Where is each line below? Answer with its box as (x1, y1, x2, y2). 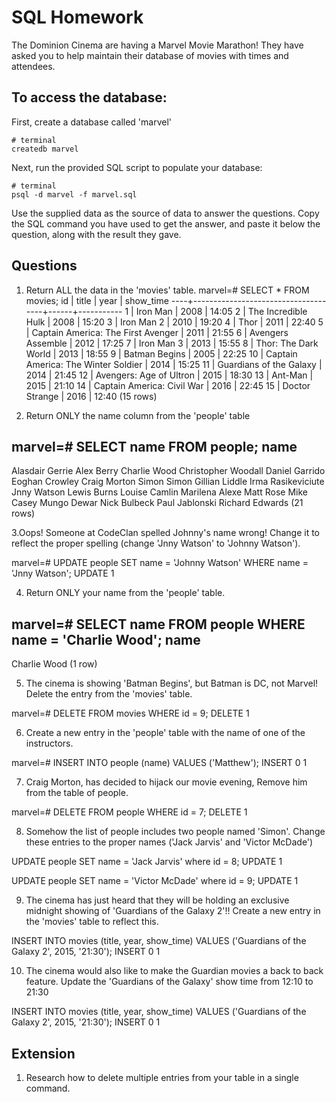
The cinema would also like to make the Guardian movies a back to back (25, 965, 324, 977)
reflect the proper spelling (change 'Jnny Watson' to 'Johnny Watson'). (11, 537, 301, 550)
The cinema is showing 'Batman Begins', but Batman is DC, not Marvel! (25, 677, 319, 690)
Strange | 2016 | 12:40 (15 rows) (25, 390, 158, 402)
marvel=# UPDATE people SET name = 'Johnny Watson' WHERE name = (11, 557, 309, 569)
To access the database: (11, 89, 168, 106)
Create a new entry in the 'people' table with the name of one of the (25, 727, 306, 739)
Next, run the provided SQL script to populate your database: (11, 161, 263, 173)
